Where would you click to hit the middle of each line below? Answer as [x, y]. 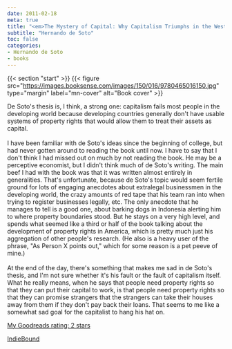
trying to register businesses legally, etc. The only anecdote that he [103, 202]
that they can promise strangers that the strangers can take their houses [110, 297]
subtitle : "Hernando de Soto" [51, 33]
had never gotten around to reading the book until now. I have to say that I [112, 150]
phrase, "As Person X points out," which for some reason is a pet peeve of [113, 245]
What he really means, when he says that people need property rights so [111, 282]
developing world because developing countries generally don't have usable [116, 113]
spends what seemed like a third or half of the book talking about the [105, 224]
